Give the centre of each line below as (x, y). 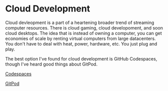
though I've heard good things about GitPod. (51, 64)
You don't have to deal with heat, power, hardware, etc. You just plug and (81, 43)
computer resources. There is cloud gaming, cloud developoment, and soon (84, 27)
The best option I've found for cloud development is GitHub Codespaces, (81, 58)
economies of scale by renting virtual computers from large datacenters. (81, 38)
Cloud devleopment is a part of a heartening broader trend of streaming (80, 22)
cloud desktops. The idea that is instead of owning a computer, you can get (84, 33)
